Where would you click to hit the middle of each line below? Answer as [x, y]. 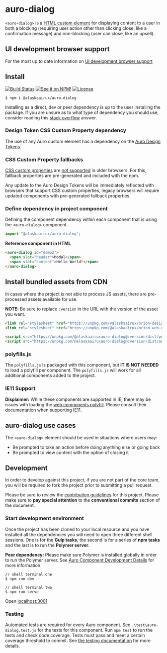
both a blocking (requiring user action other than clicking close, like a [76, 28]
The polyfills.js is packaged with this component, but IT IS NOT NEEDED [82, 365]
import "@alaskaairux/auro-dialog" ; [43, 234]
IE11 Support [20, 388]
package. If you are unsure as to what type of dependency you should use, [82, 112]
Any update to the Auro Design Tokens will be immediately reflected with [80, 186]
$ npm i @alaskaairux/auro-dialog [41, 98]
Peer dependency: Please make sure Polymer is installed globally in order [81, 555]
